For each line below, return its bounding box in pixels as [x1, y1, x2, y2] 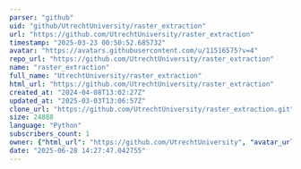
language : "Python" [9, 122, 82, 131]
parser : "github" [9, 13, 74, 22]
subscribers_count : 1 [9, 130, 90, 139]
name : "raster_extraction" [9, 63, 110, 72]
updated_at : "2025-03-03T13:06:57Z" [9, 96, 146, 106]
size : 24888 [9, 113, 54, 122]
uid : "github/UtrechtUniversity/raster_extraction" [9, 21, 206, 30]
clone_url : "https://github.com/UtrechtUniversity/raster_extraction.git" [9, 105, 295, 114]
